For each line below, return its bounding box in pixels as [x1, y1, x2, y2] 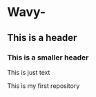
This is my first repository [7, 81, 80, 90]
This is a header [7, 32, 77, 44]
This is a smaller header [7, 53, 89, 62]
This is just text [7, 68, 50, 76]
